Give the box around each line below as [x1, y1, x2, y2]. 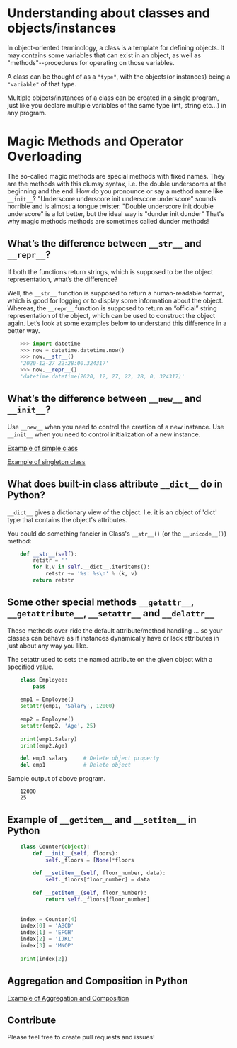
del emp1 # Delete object [20, 762, 132, 769]
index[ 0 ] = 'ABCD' [20, 923, 74, 930]
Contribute [7, 1014, 57, 1026]
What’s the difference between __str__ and [7, 237, 202, 249]
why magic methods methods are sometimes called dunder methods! [7, 217, 209, 225]
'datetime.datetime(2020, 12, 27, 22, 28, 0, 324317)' [20, 373, 185, 381]
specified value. [7, 663, 54, 671]
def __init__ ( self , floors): [33, 850, 119, 857]
